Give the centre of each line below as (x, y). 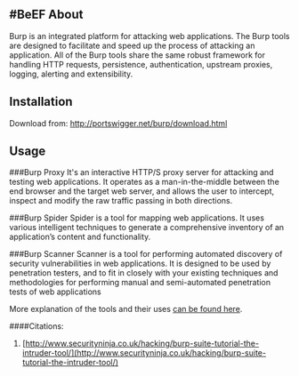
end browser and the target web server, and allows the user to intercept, (141, 191)
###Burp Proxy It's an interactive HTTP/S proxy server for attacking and (141, 172)
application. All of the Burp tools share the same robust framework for (137, 55)
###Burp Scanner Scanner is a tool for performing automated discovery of (146, 254)
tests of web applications (55, 292)
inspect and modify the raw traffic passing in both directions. (121, 201)
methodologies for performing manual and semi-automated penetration (140, 283)
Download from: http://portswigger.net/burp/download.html (118, 123)
